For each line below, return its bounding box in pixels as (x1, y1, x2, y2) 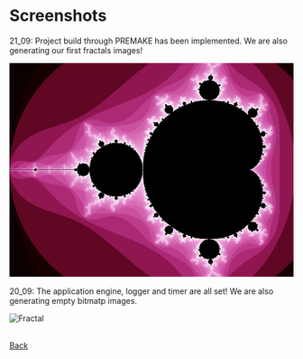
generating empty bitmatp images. (9, 295, 138, 306)
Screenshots (9, 5, 107, 26)
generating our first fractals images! (9, 44, 142, 55)
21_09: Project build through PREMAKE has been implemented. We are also (9, 35, 289, 46)
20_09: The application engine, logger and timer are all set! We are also (9, 286, 274, 297)
